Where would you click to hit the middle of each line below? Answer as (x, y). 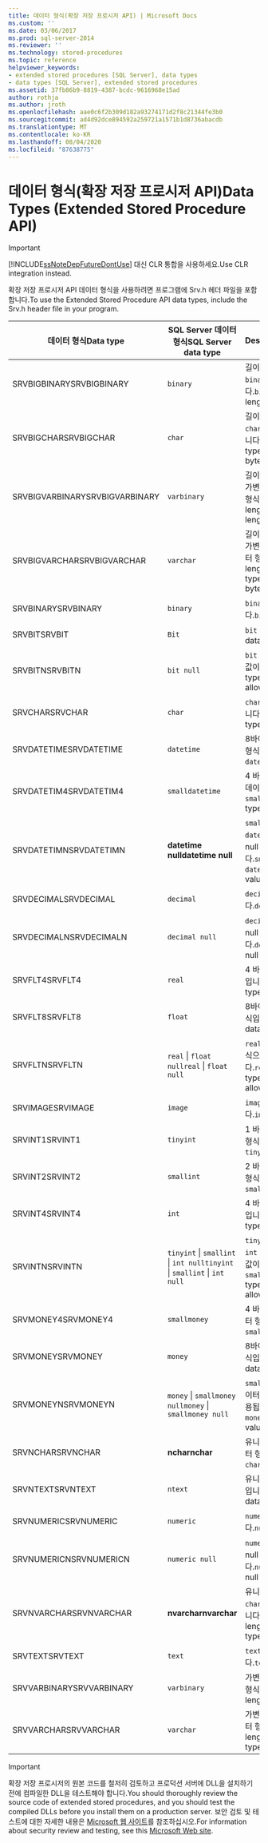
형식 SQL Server (202, 342)
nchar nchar (190, 1452)
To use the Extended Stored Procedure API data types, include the (138, 300)
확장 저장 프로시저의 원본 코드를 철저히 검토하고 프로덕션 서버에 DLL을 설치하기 (131, 1783)
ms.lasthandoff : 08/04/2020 (55, 142)
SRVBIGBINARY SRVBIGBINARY (71, 384)
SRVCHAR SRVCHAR (50, 713)
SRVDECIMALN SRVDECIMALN (70, 937)
